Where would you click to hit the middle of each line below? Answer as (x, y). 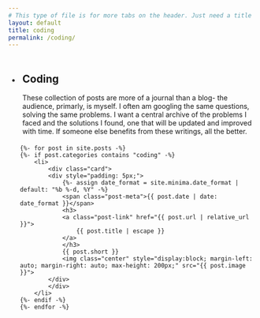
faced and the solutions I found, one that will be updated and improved (137, 123)
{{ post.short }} (91, 252)
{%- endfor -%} (45, 307)
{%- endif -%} (43, 301)
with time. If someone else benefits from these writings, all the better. (135, 132)
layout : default (35, 23)
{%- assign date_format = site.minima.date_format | (150, 183)
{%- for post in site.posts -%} (72, 148)
